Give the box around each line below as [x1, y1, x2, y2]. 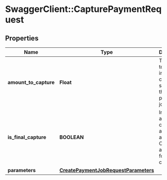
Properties [5, 34, 39, 42]
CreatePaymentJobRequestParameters [59, 167, 155, 174]
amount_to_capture [7, 79, 55, 86]
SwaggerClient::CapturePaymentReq [5, 3, 162, 15]
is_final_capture [7, 134, 46, 141]
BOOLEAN [59, 134, 84, 141]
